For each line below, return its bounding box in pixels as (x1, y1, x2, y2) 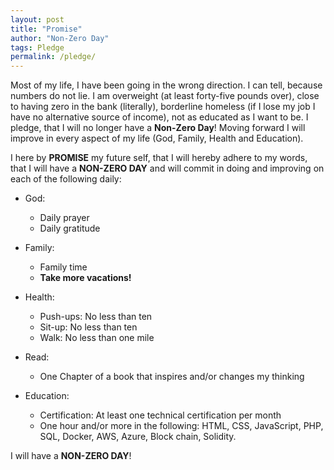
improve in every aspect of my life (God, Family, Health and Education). (10, 132, 304, 145)
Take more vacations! (39, 272, 132, 284)
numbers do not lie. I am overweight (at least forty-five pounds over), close (10, 90, 320, 102)
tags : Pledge (10, 42, 65, 53)
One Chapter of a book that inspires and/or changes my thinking (39, 371, 305, 383)
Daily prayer (39, 212, 90, 224)
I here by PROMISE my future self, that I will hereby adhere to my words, (10, 152, 308, 164)
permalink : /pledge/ (10, 52, 97, 62)
